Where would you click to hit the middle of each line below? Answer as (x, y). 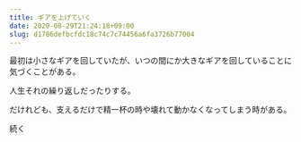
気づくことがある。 (45, 71)
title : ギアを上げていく (50, 17)
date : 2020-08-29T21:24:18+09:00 (72, 26)
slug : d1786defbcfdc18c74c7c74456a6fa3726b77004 (102, 34)
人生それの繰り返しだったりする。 (72, 91)
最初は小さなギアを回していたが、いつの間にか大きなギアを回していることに (150, 61)
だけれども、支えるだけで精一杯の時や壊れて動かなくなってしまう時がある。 (150, 110)
